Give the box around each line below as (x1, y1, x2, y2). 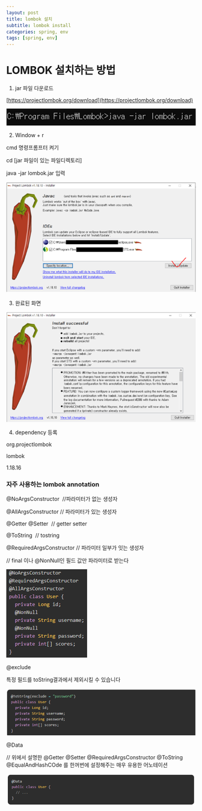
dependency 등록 (14, 429, 58, 436)
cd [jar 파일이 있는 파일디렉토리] (6, 156, 82, 164)
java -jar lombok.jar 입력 (6, 169, 66, 177)
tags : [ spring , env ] (6, 35, 58, 41)
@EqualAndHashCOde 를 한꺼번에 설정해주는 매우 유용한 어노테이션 (6, 761, 168, 768)
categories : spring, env (6, 29, 69, 35)
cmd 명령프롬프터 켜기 (6, 144, 59, 151)
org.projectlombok (6, 441, 52, 448)
